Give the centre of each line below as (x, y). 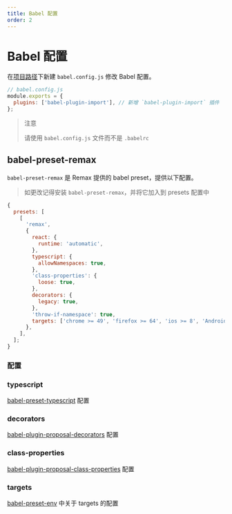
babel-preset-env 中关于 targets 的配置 (63, 503)
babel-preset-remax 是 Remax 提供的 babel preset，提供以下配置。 (102, 178)
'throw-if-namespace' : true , (74, 314)
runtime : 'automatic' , (70, 244)
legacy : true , (58, 301)
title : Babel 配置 (32, 13)
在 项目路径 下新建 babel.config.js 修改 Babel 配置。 (81, 77)
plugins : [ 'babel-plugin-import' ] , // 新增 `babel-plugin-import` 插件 (116, 103)
